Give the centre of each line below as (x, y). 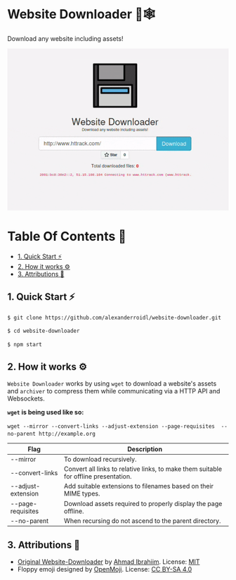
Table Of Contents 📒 (67, 237)
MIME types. (82, 493)
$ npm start (25, 345)
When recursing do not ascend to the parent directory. (143, 521)
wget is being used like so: (46, 412)
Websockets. (26, 398)
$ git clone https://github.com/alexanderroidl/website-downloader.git (114, 317)
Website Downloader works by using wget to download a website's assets (112, 384)
